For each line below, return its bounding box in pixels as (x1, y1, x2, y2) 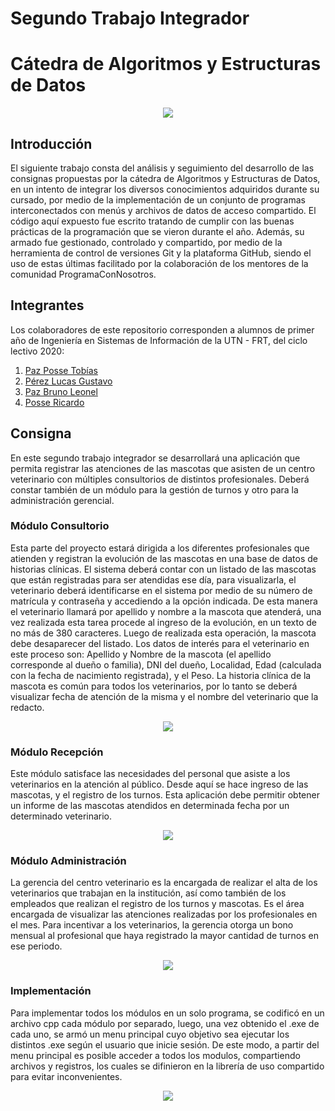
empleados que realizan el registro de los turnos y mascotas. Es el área (10, 898, 305, 910)
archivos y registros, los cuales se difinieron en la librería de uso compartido (10, 1060, 325, 1072)
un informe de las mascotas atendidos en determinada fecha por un (10, 800, 290, 812)
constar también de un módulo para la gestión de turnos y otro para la (10, 483, 299, 496)
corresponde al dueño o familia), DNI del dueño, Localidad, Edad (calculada (10, 658, 322, 671)
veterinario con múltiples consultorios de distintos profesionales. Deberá (10, 473, 310, 485)
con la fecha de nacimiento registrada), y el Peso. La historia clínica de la (10, 669, 312, 681)
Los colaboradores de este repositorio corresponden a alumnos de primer (10, 323, 315, 336)
